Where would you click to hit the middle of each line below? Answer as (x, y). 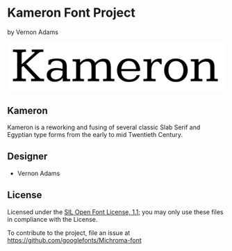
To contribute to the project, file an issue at (69, 233)
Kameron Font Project (71, 13)
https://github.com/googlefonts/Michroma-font (75, 240)
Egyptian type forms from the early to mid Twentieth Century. (95, 134)
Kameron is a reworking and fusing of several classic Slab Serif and (104, 127)
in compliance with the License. (52, 219)
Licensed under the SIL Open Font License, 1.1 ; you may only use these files (115, 212)
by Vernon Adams (33, 32)
